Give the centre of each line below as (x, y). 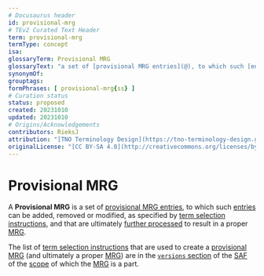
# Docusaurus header (42, 15)
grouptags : (26, 81)
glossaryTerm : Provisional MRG (59, 60)
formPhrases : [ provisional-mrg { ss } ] (71, 88)
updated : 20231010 (38, 118)
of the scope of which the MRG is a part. (74, 264)
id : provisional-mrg (42, 23)
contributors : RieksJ (44, 132)
